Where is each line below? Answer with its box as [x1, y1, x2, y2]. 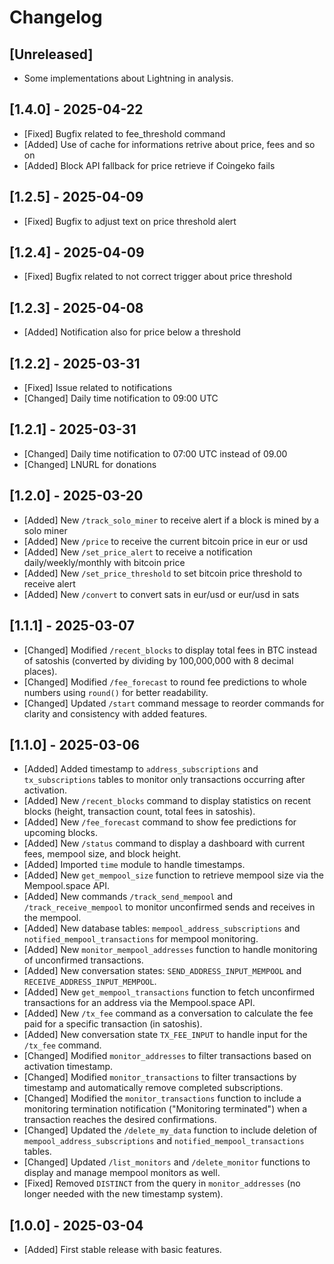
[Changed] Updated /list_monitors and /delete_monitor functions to [23, 1156, 311, 1168]
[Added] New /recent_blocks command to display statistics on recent [23, 795, 312, 807]
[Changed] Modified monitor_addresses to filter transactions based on [23, 1050, 312, 1062]
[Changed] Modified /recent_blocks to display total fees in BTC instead [23, 644, 317, 656]
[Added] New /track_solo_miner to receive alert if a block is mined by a [23, 514, 320, 526]
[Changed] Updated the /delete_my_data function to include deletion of [23, 1124, 318, 1136]
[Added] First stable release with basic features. [23, 1244, 222, 1256]
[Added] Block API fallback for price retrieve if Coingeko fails [23, 159, 276, 171]
